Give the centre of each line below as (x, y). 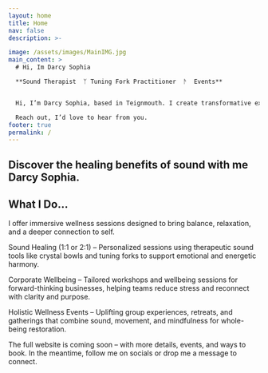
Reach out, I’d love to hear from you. (82, 117)
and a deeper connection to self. (62, 232)
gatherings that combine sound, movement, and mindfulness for (114, 321)
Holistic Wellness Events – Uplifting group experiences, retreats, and (120, 312)
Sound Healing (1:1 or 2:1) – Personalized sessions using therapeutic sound (131, 248)
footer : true (30, 125)
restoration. (47, 329)
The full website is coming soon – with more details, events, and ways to (127, 345)
